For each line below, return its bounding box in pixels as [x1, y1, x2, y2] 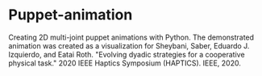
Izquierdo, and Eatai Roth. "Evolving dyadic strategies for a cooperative [8, 49, 245, 59]
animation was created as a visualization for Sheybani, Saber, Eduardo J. [8, 40, 250, 50]
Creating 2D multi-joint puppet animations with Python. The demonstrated [8, 32, 255, 42]
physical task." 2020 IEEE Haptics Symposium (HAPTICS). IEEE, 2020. [8, 58, 242, 68]
